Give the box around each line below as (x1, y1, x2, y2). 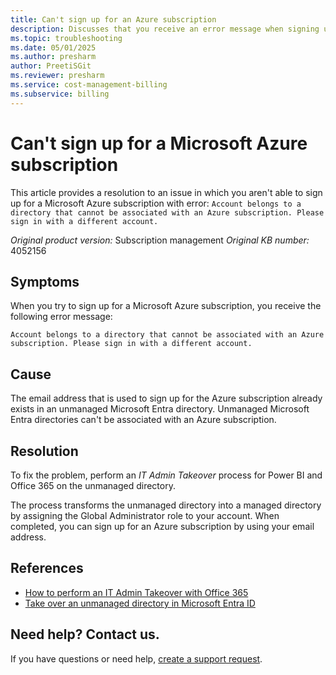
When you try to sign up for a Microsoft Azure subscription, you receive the (10, 300, 322, 312)
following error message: (10, 311, 113, 323)
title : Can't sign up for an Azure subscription (10, 14, 217, 25)
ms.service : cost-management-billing (10, 80, 168, 90)
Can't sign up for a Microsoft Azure (10, 132, 308, 155)
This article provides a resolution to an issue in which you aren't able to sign (10, 186, 323, 198)
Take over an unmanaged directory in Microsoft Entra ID (24, 597, 256, 609)
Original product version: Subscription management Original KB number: (10, 234, 310, 246)
